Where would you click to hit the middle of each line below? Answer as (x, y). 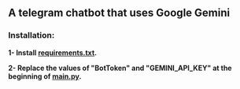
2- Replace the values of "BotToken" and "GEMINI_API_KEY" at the (120, 68)
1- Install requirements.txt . (52, 52)
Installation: (31, 35)
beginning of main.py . (45, 76)
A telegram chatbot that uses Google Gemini (119, 13)
